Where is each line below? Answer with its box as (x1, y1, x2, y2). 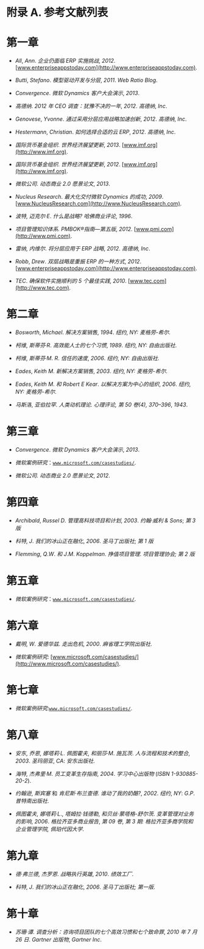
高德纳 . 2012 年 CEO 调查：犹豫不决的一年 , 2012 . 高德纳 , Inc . (15, 102, 167, 110)
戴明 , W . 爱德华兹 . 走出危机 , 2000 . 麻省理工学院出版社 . (15, 640, 152, 647)
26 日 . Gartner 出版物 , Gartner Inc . (15, 936, 102, 943)
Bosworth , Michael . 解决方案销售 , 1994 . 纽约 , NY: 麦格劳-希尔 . (15, 329, 171, 336)
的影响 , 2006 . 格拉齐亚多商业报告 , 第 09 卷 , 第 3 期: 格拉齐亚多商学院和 (15, 817, 194, 825)
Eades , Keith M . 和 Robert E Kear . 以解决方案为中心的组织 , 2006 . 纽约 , (15, 380, 191, 388)
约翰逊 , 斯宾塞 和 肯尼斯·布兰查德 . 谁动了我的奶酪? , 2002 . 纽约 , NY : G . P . (15, 789, 195, 797)
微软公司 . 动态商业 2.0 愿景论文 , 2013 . (15, 180, 111, 188)
